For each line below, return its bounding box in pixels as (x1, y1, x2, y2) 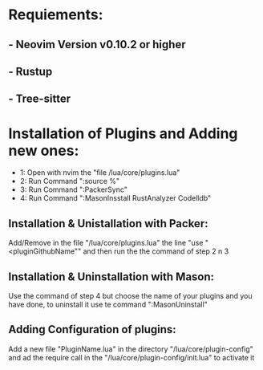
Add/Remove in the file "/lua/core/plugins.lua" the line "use (8, 238, 204, 248)
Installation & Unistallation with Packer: (8, 217, 208, 230)
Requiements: (8, 6, 103, 24)
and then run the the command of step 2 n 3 (83, 246, 229, 256)
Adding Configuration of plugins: (8, 323, 176, 336)
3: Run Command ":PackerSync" (19, 185, 128, 194)
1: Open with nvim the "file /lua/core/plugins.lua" (19, 168, 180, 177)
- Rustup (8, 64, 53, 78)
